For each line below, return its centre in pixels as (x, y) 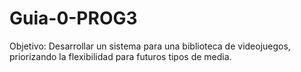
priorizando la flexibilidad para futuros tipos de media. (120, 56)
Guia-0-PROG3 (73, 18)
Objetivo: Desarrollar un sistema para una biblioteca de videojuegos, (150, 46)
